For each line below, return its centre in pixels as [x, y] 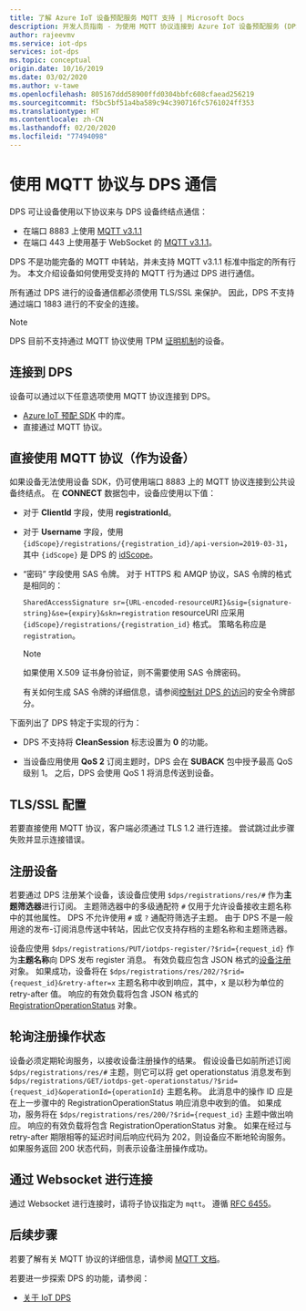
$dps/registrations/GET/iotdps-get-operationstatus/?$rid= [124, 1081]
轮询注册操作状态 [57, 1037]
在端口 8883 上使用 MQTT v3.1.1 [82, 231]
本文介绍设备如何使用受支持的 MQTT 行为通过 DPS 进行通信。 [143, 273]
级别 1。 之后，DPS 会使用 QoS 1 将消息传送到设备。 [120, 773]
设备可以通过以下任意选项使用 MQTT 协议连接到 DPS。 [112, 396]
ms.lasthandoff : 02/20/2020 [63, 129]
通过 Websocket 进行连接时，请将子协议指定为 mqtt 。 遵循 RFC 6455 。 [143, 1203]
